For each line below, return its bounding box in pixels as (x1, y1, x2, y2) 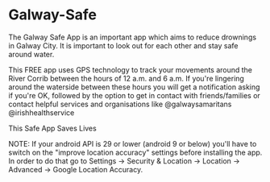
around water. (8, 49, 55, 59)
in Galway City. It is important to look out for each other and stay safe (8, 40, 239, 50)
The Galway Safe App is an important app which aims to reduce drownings (8, 32, 256, 42)
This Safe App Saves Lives (8, 123, 97, 133)
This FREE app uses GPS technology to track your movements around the (8, 64, 252, 74)
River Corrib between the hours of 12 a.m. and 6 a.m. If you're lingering (8, 73, 244, 83)
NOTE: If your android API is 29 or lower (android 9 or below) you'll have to (8, 139, 257, 148)
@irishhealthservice (8, 107, 75, 118)
